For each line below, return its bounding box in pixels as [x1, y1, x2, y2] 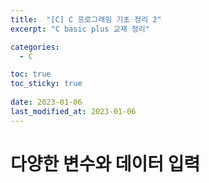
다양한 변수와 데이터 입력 [10, 152, 201, 175]
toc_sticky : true [10, 79, 83, 89]
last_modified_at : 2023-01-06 [10, 106, 137, 116]
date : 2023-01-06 [10, 97, 83, 107]
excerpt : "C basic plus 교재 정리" [10, 24, 150, 34]
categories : [10, 42, 60, 52]
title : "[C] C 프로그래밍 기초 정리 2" [10, 14, 162, 25]
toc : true [10, 69, 52, 80]
